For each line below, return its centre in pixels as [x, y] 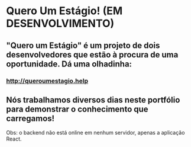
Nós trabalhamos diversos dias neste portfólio [93, 100]
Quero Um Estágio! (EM [64, 11]
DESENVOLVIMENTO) [60, 23]
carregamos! [30, 118]
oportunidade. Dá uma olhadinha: [69, 64]
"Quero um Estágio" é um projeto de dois [83, 45]
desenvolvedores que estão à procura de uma [92, 55]
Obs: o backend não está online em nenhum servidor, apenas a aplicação [96, 133]
